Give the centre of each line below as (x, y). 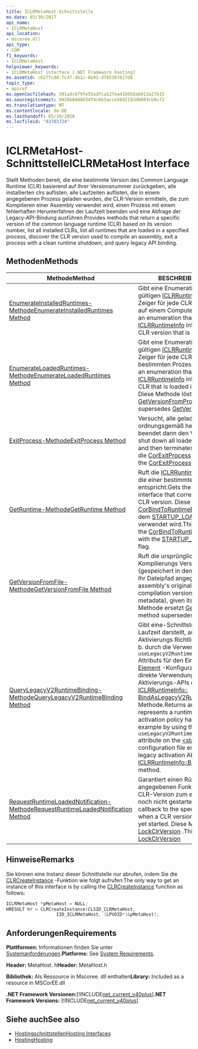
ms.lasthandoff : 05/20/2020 (41, 116)
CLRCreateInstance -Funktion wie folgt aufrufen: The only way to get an (93, 880)
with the (149, 539)
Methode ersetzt (161, 607)
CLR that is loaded (163, 387)
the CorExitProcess (165, 462)
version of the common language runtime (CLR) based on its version (89, 224)
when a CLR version (166, 816)
